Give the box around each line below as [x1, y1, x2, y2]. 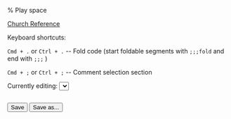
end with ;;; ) [7, 54, 48, 63]
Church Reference [7, 20, 60, 27]
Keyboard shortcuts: [7, 33, 67, 42]
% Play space [7, 6, 47, 14]
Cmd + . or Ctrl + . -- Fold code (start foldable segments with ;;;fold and [7, 47, 225, 55]
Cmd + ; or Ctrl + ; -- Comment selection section [7, 68, 152, 76]
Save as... [32, 104, 60, 111]
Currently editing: [7, 82, 58, 90]
